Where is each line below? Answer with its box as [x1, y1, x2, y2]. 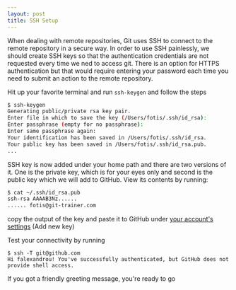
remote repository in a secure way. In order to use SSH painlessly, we [7, 44, 210, 52]
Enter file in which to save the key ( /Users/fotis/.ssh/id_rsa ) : [7, 115, 207, 122]
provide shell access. [7, 262, 74, 269]
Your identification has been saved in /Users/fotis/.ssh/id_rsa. [7, 134, 207, 141]
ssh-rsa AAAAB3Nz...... [7, 195, 78, 202]
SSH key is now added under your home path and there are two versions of [7, 160, 227, 168]
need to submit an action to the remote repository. [7, 74, 153, 82]
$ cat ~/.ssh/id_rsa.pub [7, 189, 81, 196]
